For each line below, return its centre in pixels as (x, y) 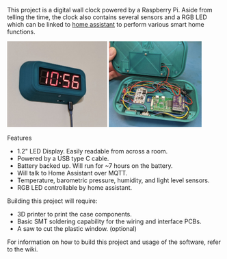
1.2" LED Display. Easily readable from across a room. (92, 151)
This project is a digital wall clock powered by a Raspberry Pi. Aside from (110, 10)
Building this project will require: (52, 201)
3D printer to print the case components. (74, 214)
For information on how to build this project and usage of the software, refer (114, 242)
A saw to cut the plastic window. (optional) (77, 229)
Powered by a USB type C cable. (63, 158)
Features (19, 138)
